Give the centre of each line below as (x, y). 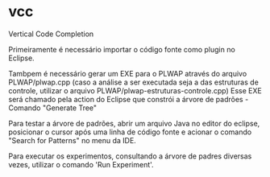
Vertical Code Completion (51, 34)
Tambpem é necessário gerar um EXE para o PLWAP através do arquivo (128, 73)
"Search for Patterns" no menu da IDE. (73, 140)
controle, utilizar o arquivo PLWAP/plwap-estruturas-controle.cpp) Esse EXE (135, 90)
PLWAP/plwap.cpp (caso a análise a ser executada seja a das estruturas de (134, 82)
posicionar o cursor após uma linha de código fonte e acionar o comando (130, 132)
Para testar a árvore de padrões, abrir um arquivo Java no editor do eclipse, (134, 123)
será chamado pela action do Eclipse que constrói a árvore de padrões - (129, 99)
